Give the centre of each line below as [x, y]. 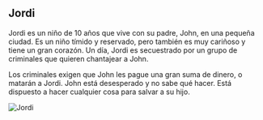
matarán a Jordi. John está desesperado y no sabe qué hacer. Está [120, 83]
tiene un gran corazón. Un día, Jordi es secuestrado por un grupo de [123, 50]
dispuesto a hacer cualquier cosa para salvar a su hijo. [99, 92]
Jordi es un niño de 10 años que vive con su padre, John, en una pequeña [131, 32]
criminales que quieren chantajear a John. [78, 58]
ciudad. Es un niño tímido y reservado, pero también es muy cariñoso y [127, 41]
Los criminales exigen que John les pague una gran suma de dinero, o [125, 74]
